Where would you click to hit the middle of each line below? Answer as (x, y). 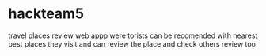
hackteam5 (46, 14)
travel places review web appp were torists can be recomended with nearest (133, 35)
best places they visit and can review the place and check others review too (132, 43)
